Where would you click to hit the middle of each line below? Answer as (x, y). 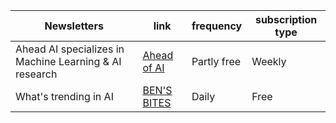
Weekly (269, 61)
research (36, 74)
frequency (217, 26)
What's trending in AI (64, 96)
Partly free (216, 61)
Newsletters (74, 26)
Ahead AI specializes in (70, 49)
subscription (286, 19)
